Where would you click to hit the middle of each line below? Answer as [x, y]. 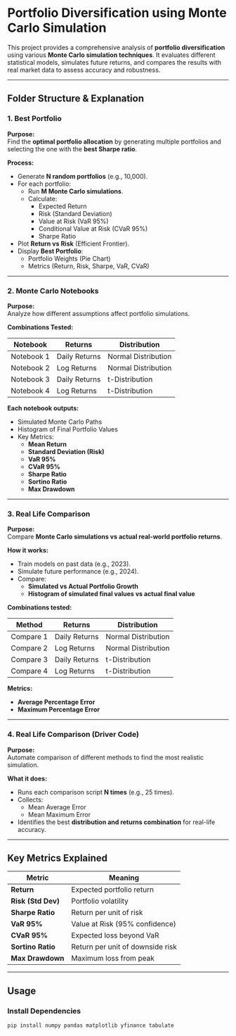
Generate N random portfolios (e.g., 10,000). [83, 176]
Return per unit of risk [107, 913]
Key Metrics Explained [57, 858]
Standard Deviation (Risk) [66, 451]
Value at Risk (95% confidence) [124, 924]
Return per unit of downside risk [124, 947]
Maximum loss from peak [113, 959]
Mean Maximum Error [59, 814]
